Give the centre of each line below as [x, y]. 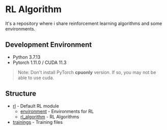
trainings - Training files [37, 122]
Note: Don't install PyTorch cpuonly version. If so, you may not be [87, 72]
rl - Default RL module [36, 106]
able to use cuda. [36, 78]
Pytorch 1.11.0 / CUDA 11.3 [39, 62]
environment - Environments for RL [57, 111]
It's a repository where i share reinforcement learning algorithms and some [84, 23]
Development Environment [49, 45]
